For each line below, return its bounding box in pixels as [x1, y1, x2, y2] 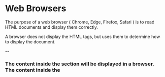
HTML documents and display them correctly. [5, 24, 98, 30]
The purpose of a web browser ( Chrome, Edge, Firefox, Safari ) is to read [5, 19, 155, 25]
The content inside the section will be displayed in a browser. [5, 60, 154, 67]
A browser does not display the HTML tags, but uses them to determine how [5, 34, 160, 39]
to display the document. [5, 38, 56, 44]
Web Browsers [5, 3, 66, 14]
